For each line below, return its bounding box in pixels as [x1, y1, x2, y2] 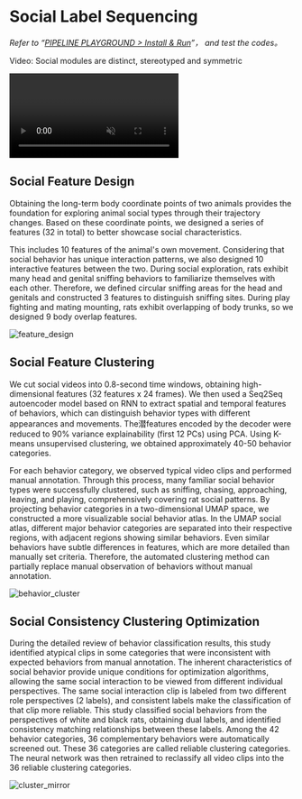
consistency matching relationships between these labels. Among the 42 [9, 724, 279, 735]
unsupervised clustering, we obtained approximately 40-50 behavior [36, 437, 292, 448]
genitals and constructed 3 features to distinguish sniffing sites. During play [9, 291, 290, 303]
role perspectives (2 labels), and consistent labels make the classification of [9, 695, 291, 706]
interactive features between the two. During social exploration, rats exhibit [9, 263, 288, 274]
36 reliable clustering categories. [9, 762, 133, 773]
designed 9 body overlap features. [9, 311, 138, 322]
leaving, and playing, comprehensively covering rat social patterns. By [9, 493, 270, 504]
